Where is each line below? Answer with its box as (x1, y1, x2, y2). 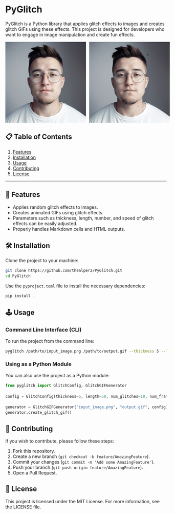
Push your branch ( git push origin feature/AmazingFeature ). (12, 464, 143, 470)
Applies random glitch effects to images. (12, 204, 98, 210)
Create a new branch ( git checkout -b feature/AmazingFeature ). (12, 453, 150, 460)
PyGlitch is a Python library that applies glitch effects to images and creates (5, 21, 165, 27)
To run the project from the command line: (5, 338, 95, 344)
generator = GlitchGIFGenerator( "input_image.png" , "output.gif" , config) (5, 405, 168, 410)
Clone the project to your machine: (5, 258, 78, 264)
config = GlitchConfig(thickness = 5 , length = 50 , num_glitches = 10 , (5, 394, 147, 399)
